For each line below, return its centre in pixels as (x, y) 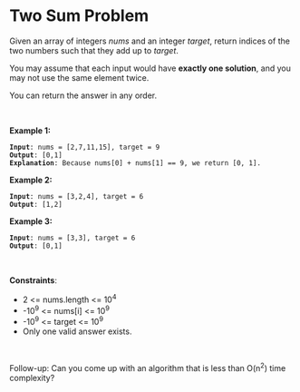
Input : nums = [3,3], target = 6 (73, 238)
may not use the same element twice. (79, 77)
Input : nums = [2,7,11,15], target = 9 (85, 147)
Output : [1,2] (36, 204)
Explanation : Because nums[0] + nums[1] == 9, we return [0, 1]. (135, 163)
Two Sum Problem (79, 16)
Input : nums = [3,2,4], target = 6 (77, 196)
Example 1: (30, 130)
